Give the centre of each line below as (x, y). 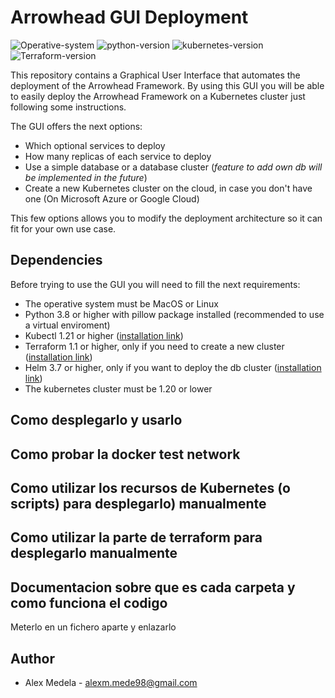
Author (32, 658)
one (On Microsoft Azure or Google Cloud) (112, 198)
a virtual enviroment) (67, 325)
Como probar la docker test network (125, 454)
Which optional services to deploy (95, 145)
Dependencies (56, 260)
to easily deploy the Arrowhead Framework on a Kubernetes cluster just (158, 96)
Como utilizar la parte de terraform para (136, 537)
